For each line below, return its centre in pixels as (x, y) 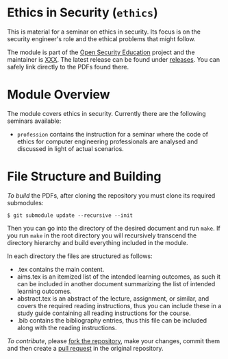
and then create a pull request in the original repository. (85, 348)
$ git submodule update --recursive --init (70, 215)
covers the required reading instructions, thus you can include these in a (119, 305)
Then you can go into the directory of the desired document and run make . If (114, 228)
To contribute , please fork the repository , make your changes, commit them (114, 340)
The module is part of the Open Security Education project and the (101, 52)
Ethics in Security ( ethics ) (83, 13)
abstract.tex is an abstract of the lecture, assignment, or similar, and (113, 298)
